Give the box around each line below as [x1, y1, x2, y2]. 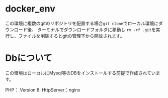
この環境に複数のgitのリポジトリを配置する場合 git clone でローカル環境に [5, 20, 158, 26]
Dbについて [5, 52, 53, 64]
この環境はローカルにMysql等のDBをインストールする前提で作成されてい [5, 70, 156, 76]
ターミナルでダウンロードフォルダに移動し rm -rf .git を [37, 26, 156, 33]
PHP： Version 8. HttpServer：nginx [5, 86, 80, 93]
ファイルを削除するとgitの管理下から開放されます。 [18, 33, 125, 39]
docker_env [5, 3, 55, 15]
